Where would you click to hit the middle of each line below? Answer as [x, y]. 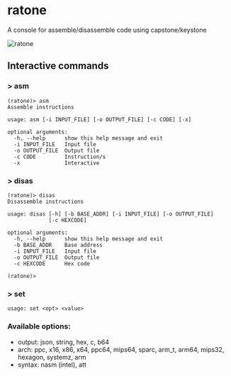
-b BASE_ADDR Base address [58, 245]
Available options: [39, 326]
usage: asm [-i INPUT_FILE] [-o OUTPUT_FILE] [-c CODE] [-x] [100, 119]
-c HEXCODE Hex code [52, 264]
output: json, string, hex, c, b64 [63, 342]
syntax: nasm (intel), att [52, 365]
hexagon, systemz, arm [52, 357]
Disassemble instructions [45, 201]
